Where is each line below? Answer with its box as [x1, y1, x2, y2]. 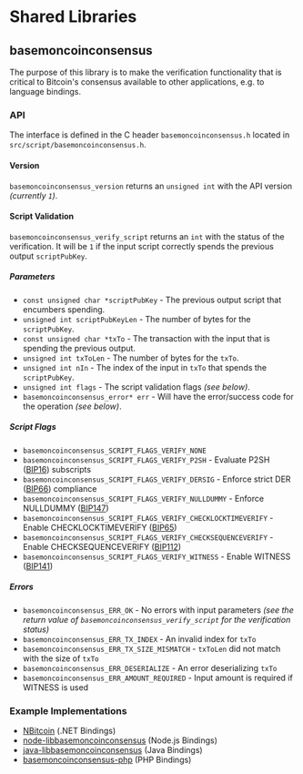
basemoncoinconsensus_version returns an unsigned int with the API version [9, 180, 293, 191]
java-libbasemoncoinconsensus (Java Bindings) [22, 744, 203, 755]
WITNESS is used [22, 681, 89, 693]
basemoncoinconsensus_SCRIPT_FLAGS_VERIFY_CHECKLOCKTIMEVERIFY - [22, 512, 274, 523]
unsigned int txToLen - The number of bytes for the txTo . [22, 352, 239, 363]
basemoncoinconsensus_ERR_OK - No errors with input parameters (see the [22, 604, 294, 616]
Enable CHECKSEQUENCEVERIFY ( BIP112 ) [22, 541, 182, 552]
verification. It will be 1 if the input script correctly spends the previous [9, 240, 275, 251]
